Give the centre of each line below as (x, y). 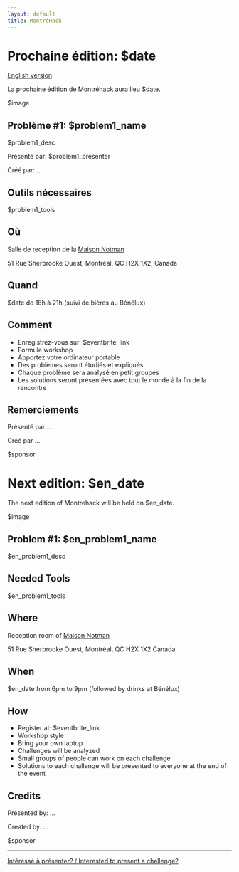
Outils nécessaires (50, 193)
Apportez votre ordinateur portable (69, 357)
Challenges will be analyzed (59, 751)
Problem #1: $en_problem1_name (82, 539)
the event (32, 774)
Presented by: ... (31, 813)
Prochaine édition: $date (82, 56)
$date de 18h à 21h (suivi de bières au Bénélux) (76, 303)
